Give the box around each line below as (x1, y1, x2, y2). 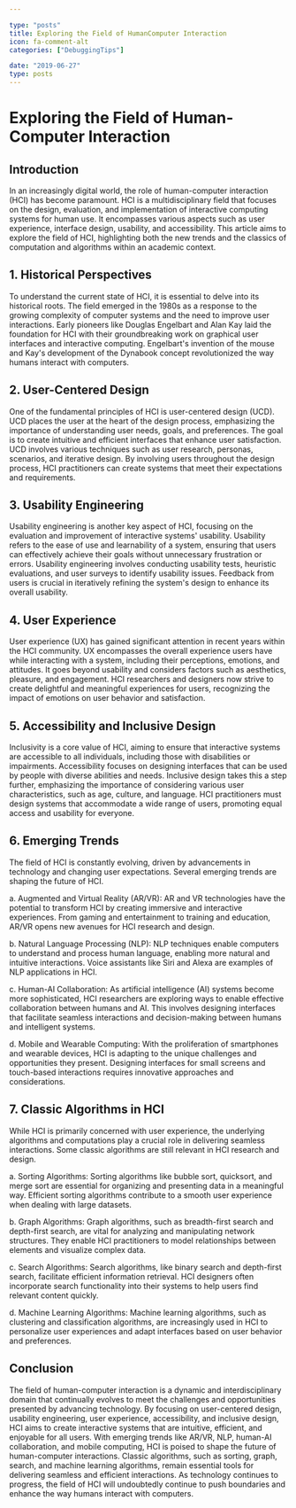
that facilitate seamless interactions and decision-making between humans (9, 1012, 282, 1022)
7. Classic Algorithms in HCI (9, 1102, 165, 1117)
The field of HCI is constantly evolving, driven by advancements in (9, 857, 251, 867)
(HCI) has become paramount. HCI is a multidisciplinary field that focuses (9, 195, 277, 205)
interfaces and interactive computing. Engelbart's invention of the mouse (9, 338, 276, 348)
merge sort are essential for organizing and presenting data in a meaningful (9, 1180, 285, 1191)
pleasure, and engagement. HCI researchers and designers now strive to (9, 674, 274, 685)
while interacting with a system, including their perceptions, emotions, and (9, 655, 280, 665)
